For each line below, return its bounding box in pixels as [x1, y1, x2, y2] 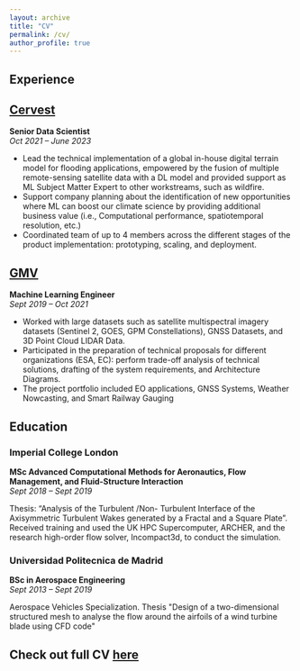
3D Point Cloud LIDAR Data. [22, 335, 126, 347]
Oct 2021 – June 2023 [9, 136, 92, 147]
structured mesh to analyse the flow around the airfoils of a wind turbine [9, 612, 277, 622]
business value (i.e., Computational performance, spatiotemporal [22, 211, 264, 222]
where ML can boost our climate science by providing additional [22, 201, 261, 212]
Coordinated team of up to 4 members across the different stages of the [22, 230, 291, 240]
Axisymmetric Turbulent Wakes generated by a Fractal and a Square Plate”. [9, 512, 288, 523]
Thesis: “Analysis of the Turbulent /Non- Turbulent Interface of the [9, 503, 256, 513]
